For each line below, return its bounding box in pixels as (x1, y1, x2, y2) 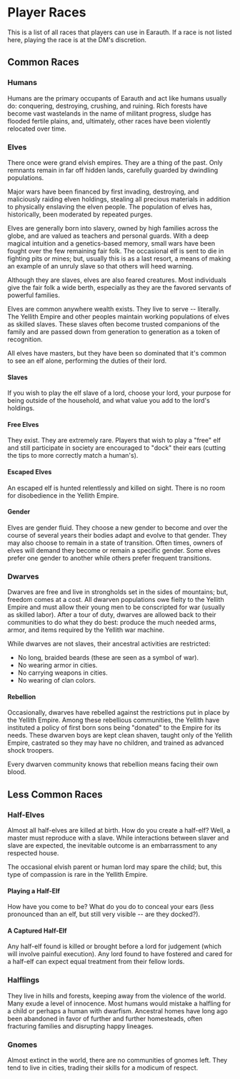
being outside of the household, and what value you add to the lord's (7, 396, 211, 405)
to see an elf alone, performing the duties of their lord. (7, 356, 167, 365)
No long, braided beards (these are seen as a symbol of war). (17, 653, 199, 662)
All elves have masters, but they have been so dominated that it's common (7, 348, 227, 357)
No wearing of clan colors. (17, 676, 96, 685)
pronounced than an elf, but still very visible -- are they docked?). (7, 910, 201, 918)
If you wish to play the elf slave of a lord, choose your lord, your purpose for (7, 388, 231, 397)
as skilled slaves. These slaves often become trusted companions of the (7, 319, 220, 328)
